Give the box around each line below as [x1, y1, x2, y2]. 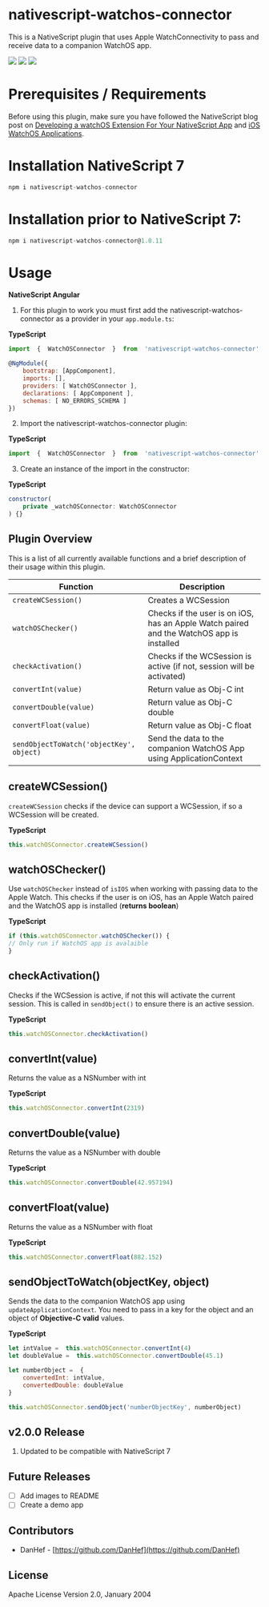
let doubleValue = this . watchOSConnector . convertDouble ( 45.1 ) [8, 1352, 224, 1360]
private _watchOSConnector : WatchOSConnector [22, 503, 178, 511]
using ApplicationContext [147, 753, 243, 764]
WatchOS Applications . [8, 128, 84, 138]
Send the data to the [147, 733, 224, 744]
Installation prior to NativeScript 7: [8, 210, 242, 228]
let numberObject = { [8, 1367, 84, 1375]
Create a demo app [19, 1500, 84, 1510]
